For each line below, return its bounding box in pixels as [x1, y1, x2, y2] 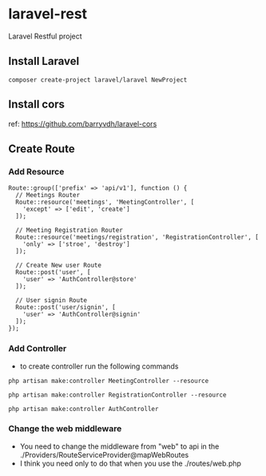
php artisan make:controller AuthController [8, 405, 159, 413]
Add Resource [8, 166, 65, 177]
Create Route [8, 142, 75, 155]
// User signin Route [15, 296, 88, 305]
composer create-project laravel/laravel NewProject [8, 75, 188, 84]
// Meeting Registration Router [15, 226, 124, 235]
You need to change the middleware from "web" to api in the [19, 442, 220, 451]
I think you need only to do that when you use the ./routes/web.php [19, 458, 242, 468]
